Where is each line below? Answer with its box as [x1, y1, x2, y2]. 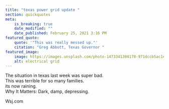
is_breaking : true [14, 21, 53, 27]
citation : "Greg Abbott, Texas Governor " [14, 45, 105, 50]
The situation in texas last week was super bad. [5, 72, 104, 78]
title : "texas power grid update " [5, 7, 80, 13]
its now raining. [5, 83, 37, 89]
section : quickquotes [5, 12, 51, 17]
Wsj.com [5, 98, 24, 104]
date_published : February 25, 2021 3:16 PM [14, 31, 107, 36]
